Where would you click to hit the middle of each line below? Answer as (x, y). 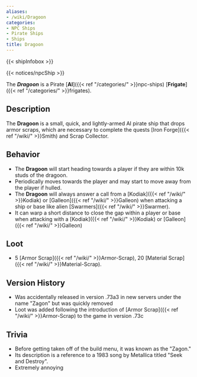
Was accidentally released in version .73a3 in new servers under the (98, 297)
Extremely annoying (39, 368)
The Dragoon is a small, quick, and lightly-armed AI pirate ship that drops (96, 123)
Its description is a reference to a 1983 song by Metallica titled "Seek (98, 355)
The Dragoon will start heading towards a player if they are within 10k (99, 168)
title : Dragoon (25, 45)
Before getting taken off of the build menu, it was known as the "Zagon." (103, 349)
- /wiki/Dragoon (26, 17)
